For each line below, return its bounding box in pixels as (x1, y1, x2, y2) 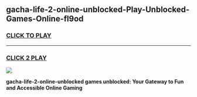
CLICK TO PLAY (6, 32, 52, 40)
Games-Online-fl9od (6, 14, 84, 24)
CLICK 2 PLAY (6, 53, 47, 62)
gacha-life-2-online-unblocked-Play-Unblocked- (6, 5, 190, 15)
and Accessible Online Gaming (6, 84, 83, 91)
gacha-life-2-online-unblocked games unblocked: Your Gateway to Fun (6, 78, 184, 85)
